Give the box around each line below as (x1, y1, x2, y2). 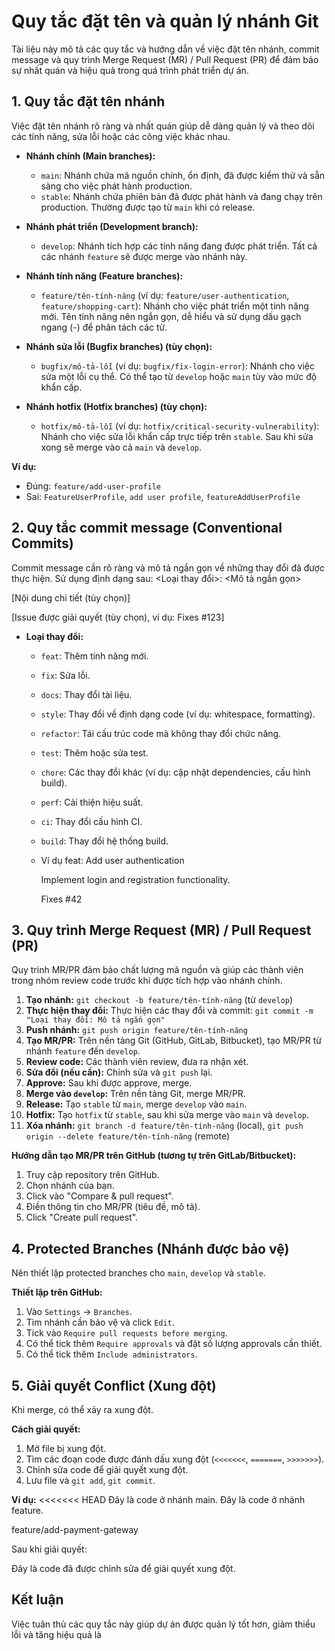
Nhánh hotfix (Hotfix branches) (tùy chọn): (25, 400, 208, 412)
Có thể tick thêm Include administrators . (25, 1348, 198, 1360)
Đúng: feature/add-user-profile (25, 480, 162, 492)
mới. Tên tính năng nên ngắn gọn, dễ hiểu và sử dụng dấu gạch (40, 310, 302, 322)
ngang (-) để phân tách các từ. (40, 321, 168, 333)
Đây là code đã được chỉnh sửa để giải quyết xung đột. (11, 1563, 236, 1574)
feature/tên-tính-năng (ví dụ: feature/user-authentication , (40, 289, 290, 301)
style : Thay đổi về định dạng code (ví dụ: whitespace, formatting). (40, 708, 316, 720)
